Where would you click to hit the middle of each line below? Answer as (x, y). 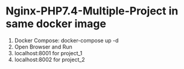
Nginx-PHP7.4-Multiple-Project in (92, 11)
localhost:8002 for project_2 (49, 59)
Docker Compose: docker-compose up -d (66, 40)
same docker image (56, 24)
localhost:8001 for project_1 (48, 53)
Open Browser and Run (43, 47)
